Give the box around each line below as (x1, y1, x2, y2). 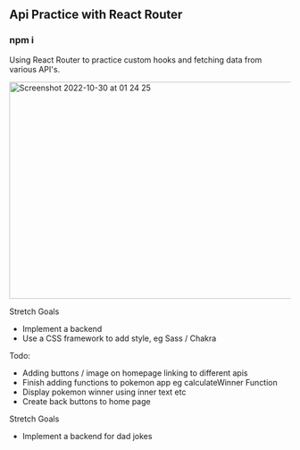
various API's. (9, 64, 61, 74)
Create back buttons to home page (21, 395, 151, 406)
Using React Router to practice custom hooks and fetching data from (9, 54, 262, 65)
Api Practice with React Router (9, 7, 183, 22)
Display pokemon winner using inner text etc (21, 386, 187, 397)
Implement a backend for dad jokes (21, 430, 153, 441)
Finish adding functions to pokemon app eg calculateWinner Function (21, 377, 279, 387)
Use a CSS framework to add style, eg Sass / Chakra (21, 333, 217, 344)
